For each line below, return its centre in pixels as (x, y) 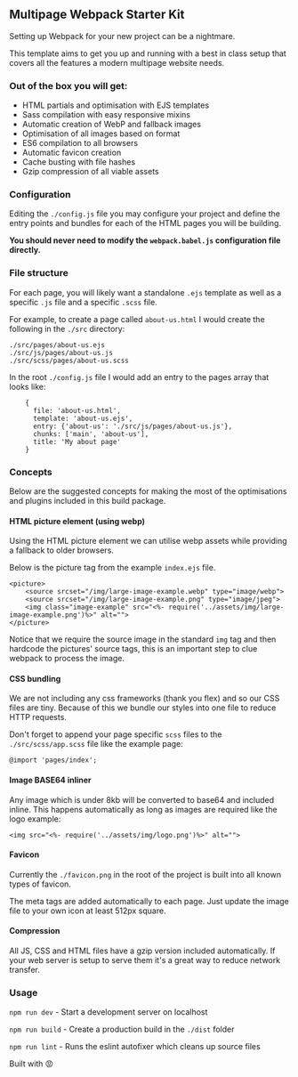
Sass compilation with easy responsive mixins (106, 115)
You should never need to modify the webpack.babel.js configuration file (145, 240)
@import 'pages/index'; (53, 760)
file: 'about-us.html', (77, 410)
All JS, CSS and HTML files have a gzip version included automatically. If (142, 951)
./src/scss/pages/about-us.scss (69, 360)
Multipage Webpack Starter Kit (97, 15)
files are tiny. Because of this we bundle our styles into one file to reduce (143, 708)
